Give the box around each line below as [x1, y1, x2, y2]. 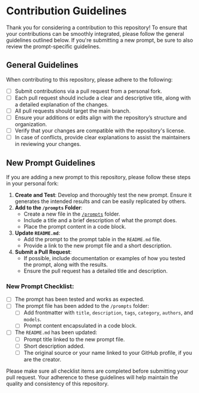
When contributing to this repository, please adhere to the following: [6, 76, 173, 83]
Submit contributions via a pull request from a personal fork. [14, 88, 162, 95]
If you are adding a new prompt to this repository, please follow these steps [6, 173, 191, 180]
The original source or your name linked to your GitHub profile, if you [23, 349, 192, 356]
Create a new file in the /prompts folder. [23, 210, 121, 217]
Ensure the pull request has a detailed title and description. [23, 267, 168, 275]
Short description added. [23, 342, 85, 350]
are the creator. [23, 355, 62, 363]
